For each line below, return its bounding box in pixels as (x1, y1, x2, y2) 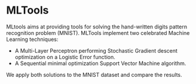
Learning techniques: (6, 35, 59, 43)
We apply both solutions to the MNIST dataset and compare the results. (6, 71, 182, 78)
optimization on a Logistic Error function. (14, 53, 115, 60)
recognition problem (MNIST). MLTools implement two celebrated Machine (6, 29, 190, 36)
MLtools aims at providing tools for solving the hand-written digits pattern (6, 23, 188, 30)
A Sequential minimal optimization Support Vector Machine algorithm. (14, 60, 186, 67)
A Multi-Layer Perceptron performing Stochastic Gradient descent (14, 47, 178, 54)
